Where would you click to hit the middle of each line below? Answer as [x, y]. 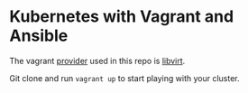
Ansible [39, 36]
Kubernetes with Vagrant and [122, 17]
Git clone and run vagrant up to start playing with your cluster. [125, 78]
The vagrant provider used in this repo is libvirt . [97, 60]
